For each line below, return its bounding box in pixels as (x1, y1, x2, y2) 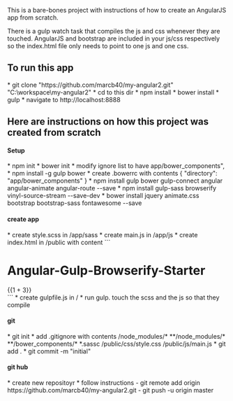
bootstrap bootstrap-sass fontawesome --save (7, 199, 142, 207)
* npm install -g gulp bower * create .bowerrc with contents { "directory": (7, 169, 218, 178)
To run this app (7, 62, 74, 74)
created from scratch (7, 127, 101, 139)
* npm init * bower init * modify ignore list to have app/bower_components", (7, 162, 225, 170)
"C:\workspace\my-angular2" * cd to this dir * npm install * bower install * (7, 87, 220, 97)
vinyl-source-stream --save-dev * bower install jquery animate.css (7, 192, 200, 200)
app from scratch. (7, 13, 59, 22)
